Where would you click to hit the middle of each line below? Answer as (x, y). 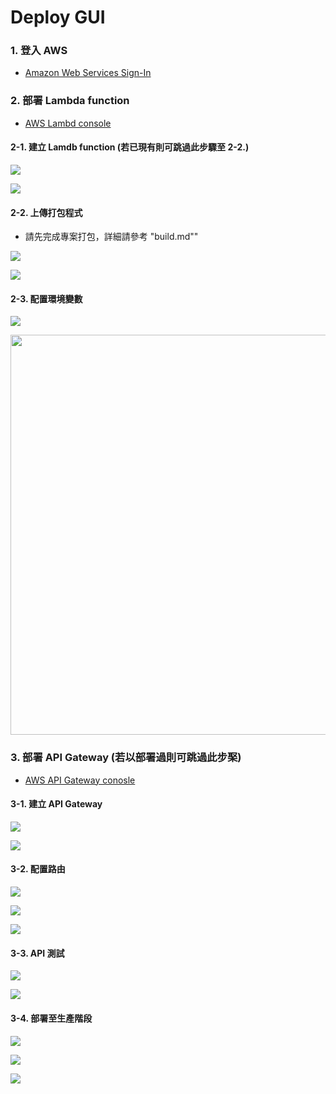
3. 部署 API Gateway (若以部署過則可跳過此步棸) (126, 758)
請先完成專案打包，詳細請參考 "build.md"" (111, 237)
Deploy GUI (58, 17)
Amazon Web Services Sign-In (88, 73)
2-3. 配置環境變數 (46, 298)
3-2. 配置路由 (38, 869)
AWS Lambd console (68, 123)
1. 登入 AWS (39, 51)
